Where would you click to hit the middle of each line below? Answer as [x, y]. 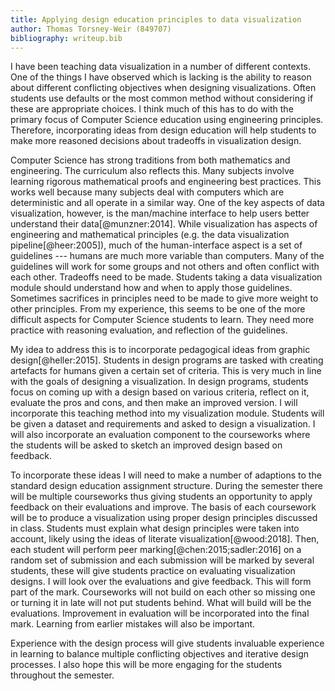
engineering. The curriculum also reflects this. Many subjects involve [152, 171]
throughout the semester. [62, 675]
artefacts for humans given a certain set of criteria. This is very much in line [166, 371]
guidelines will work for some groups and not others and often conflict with [165, 267]
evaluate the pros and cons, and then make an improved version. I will [154, 403]
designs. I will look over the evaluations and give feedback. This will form [161, 582]
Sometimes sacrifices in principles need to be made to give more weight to [164, 298]
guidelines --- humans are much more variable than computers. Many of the [167, 256]
